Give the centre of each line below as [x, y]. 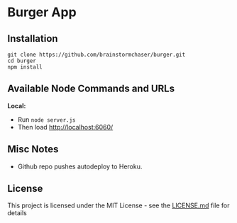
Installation [33, 39]
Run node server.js [46, 119]
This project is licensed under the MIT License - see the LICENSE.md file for [118, 205]
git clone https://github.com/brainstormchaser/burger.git [97, 55]
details [17, 213]
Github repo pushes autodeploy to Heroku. [80, 166]
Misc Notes [33, 149]
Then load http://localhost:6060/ [65, 127]
